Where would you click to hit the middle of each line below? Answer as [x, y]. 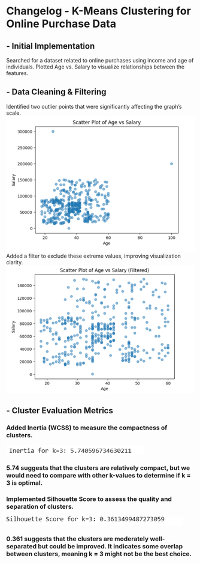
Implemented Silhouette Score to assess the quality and [89, 499]
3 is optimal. [25, 483]
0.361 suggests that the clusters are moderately [78, 539]
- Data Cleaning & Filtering [56, 92]
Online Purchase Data [61, 24]
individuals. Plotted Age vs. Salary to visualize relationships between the [96, 67]
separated [22, 547]
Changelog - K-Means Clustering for [99, 11]
